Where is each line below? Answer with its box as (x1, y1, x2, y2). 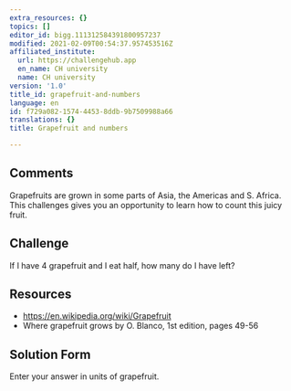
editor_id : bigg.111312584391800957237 (9, 30, 161, 39)
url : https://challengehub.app (17, 56, 137, 65)
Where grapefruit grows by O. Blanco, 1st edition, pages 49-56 (22, 321, 259, 332)
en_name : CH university (17, 65, 108, 74)
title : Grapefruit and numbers (9, 124, 129, 133)
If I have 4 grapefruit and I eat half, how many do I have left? (9, 259, 235, 270)
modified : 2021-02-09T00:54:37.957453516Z (9, 38, 173, 48)
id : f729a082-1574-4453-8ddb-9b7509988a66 (9, 107, 173, 116)
